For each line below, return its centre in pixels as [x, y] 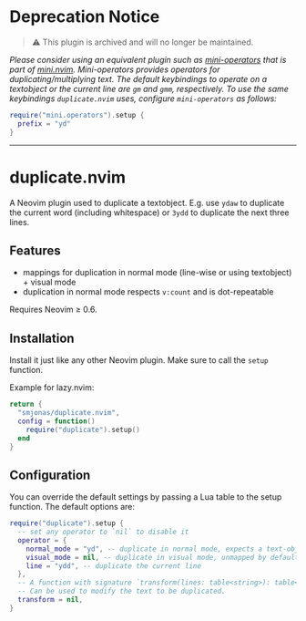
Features [35, 250]
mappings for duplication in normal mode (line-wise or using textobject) [157, 273]
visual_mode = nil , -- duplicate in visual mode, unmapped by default [163, 557]
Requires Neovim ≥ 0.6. [53, 310]
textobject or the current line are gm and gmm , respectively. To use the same [149, 88]
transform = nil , [51, 600]
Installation [42, 338]
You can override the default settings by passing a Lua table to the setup [146, 497]
